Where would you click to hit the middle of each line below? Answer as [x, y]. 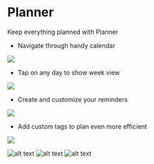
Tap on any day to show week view [69, 72]
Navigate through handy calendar [66, 45]
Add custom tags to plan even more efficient [82, 126]
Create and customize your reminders [73, 99]
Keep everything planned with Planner [63, 32]
